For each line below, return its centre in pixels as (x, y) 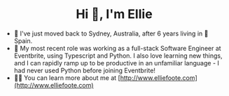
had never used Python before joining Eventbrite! (85, 70)
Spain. (23, 40)
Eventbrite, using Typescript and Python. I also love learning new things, (118, 56)
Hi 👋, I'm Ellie (114, 14)
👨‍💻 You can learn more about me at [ (67, 78)
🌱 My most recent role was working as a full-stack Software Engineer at (118, 48)
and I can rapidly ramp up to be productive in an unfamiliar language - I (116, 63)
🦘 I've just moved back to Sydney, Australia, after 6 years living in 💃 (111, 33)
